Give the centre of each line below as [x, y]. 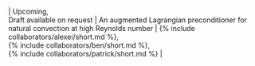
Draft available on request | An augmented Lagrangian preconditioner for [127, 20]
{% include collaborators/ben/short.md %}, [79, 45]
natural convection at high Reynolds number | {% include [102, 28]
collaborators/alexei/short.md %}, [64, 37]
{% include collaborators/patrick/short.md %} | [86, 54]
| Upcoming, [29, 12]
